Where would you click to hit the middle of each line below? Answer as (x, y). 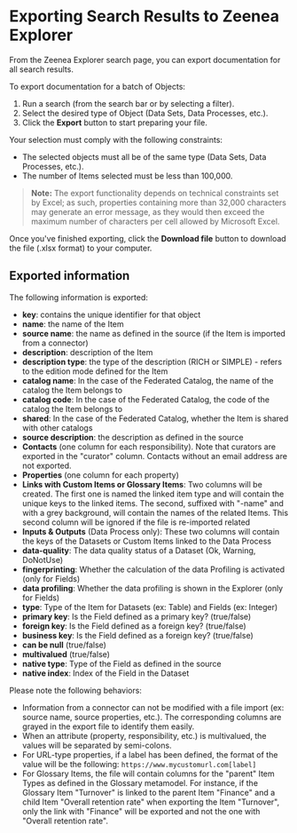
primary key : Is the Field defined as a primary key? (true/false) (137, 616)
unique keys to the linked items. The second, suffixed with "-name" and (152, 503)
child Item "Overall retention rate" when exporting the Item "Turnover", (151, 802)
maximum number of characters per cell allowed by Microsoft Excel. (155, 221)
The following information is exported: (79, 297)
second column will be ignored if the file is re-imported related (136, 522)
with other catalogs (57, 427)
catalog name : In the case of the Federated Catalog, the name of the (148, 380)
